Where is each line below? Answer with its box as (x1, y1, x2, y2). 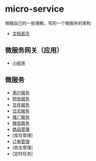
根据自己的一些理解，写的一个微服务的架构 (5, 20, 91, 26)
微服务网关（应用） (5, 46, 63, 55)
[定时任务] (12, 150, 33, 157)
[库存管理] (12, 132, 33, 138)
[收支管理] (12, 144, 33, 150)
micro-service (5, 3, 65, 15)
